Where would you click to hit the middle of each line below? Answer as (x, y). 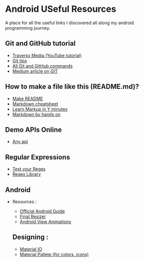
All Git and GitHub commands (42, 66)
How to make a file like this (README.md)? (72, 87)
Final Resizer (33, 216)
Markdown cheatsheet (35, 104)
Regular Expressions (38, 157)
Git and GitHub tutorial (40, 44)
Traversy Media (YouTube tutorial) (47, 55)
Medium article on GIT (35, 71)
